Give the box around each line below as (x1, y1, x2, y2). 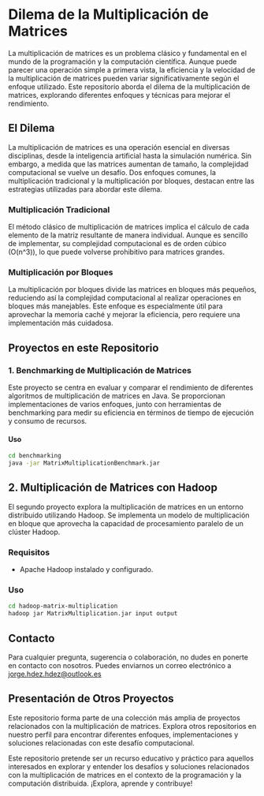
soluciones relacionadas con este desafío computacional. (8, 738, 195, 747)
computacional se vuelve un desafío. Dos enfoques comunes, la (8, 167, 217, 177)
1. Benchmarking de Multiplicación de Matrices (8, 364, 191, 376)
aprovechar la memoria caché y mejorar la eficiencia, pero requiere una (8, 310, 240, 320)
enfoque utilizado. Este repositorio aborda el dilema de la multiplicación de (8, 81, 251, 92)
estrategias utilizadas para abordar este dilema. (8, 184, 163, 194)
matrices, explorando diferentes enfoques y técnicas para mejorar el (8, 90, 231, 99)
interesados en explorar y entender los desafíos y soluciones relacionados (8, 761, 250, 771)
